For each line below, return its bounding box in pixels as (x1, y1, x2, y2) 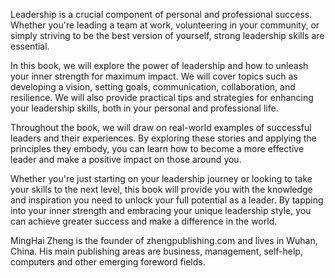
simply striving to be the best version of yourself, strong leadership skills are (10, 30, 325, 41)
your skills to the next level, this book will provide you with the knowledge (10, 184, 313, 195)
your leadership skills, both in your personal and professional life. (10, 102, 279, 114)
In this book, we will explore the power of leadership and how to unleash (10, 60, 309, 71)
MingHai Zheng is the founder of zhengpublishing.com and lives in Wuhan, (10, 235, 318, 246)
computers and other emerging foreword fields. (10, 256, 206, 268)
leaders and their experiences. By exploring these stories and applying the (10, 132, 317, 144)
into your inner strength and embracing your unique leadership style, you (10, 205, 312, 216)
